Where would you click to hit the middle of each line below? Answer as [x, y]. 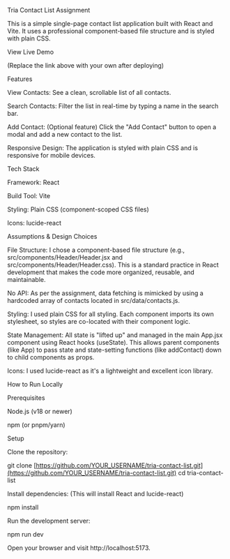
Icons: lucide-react [34, 223]
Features [20, 79]
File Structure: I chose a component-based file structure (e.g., [96, 250]
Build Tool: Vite [29, 196]
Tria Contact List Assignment [49, 10]
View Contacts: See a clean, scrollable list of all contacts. [89, 92]
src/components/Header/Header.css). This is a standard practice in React [113, 265]
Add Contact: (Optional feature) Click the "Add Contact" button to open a [112, 127]
